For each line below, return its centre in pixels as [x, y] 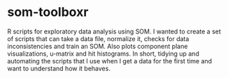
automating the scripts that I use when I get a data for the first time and [109, 61]
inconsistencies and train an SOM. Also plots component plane [98, 46]
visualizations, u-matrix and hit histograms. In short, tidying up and [103, 54]
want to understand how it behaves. [59, 68]
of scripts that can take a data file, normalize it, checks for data [98, 38]
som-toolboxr [48, 12]
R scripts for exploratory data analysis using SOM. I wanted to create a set [114, 31]
